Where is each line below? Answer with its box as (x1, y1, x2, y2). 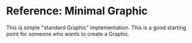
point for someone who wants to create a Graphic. (6, 30, 130, 37)
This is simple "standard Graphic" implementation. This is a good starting (6, 24, 187, 31)
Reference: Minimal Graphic (6, 4, 148, 18)
